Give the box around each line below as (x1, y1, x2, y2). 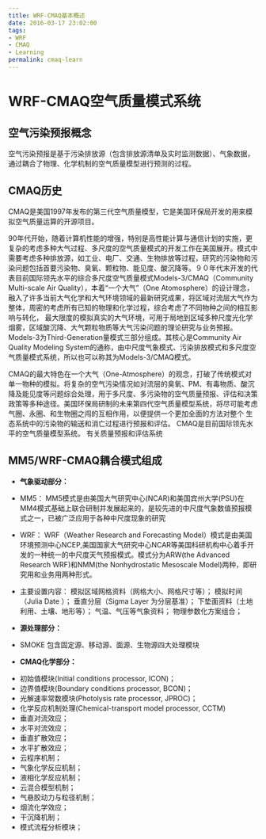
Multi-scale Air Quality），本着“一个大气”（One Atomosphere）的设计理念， (8, 283, 254, 292)
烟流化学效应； (19, 802, 69, 812)
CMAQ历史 (8, 184, 63, 198)
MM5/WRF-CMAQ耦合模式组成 (8, 454, 162, 467)
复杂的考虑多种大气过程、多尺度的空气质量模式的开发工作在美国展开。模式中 (8, 243, 258, 253)
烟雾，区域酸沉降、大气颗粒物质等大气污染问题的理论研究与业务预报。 (8, 322, 237, 332)
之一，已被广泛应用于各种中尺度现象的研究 (26, 513, 166, 523)
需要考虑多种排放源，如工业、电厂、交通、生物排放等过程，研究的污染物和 (8, 253, 251, 262)
